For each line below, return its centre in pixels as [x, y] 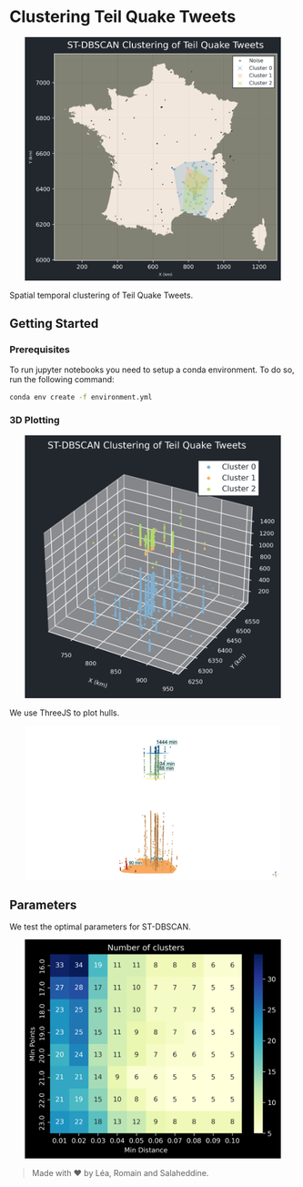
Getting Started [54, 324]
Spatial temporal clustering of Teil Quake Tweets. [101, 295]
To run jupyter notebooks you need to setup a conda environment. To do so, [152, 370]
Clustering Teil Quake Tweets [123, 17]
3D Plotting [35, 421]
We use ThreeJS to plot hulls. [65, 713]
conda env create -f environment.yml [81, 397]
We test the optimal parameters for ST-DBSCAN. [100, 927]
